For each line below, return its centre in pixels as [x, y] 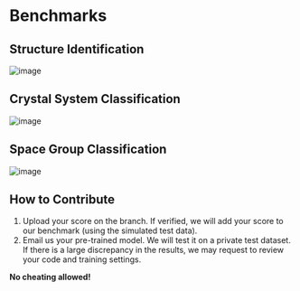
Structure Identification [77, 49]
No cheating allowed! [50, 277]
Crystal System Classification [95, 99]
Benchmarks [58, 16]
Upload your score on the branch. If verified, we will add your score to [153, 221]
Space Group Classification [88, 150]
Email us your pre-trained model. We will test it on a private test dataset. [156, 240]
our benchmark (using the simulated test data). [110, 230]
